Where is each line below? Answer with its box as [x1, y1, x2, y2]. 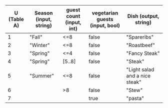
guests [96, 16, 113, 22]
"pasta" [126, 95, 144, 101]
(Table [8, 16, 24, 22]
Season [34, 9, 53, 16]
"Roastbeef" [126, 42, 155, 48]
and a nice [126, 72, 151, 79]
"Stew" [126, 87, 143, 93]
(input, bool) [89, 22, 120, 29]
